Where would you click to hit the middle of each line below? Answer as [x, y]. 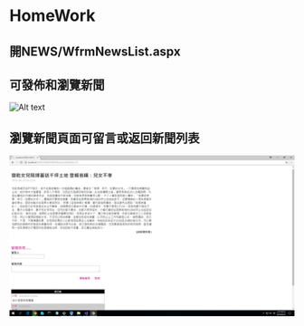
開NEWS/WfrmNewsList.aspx [95, 51]
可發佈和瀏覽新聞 [57, 85]
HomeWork [52, 16]
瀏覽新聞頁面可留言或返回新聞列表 [104, 138]
